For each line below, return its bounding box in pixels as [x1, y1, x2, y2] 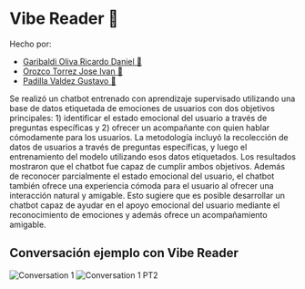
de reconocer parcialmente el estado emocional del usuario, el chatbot [9, 170, 275, 181]
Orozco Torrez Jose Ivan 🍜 [22, 66, 123, 77]
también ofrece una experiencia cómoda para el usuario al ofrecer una [9, 180, 275, 191]
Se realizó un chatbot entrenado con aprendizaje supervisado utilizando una [9, 93, 296, 104]
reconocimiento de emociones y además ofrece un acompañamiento [9, 209, 268, 220]
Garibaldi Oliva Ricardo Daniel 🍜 [22, 56, 143, 67]
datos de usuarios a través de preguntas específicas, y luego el [9, 141, 248, 152]
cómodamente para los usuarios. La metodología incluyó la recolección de [9, 131, 289, 142]
